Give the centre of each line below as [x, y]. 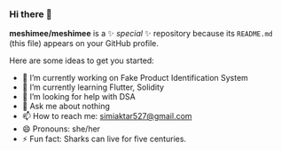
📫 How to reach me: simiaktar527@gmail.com [107, 116]
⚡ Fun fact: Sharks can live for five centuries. [104, 139]
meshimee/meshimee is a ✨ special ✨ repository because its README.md [141, 34]
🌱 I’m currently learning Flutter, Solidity [93, 87]
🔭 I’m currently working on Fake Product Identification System [135, 78]
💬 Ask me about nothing [66, 107]
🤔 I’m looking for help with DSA [78, 97]
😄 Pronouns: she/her [61, 129]
